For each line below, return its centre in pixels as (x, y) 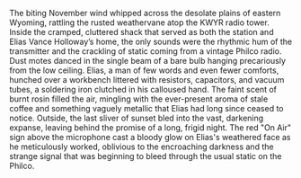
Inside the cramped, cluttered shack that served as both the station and (142, 32)
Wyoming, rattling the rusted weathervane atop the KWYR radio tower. (139, 22)
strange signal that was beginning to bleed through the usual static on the (146, 156)
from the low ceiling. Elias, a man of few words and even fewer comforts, (144, 70)
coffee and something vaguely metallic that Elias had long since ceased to (147, 108)
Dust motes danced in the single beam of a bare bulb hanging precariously (147, 61)
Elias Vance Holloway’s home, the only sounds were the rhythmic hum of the (151, 41)
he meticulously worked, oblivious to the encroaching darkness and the (142, 147)
